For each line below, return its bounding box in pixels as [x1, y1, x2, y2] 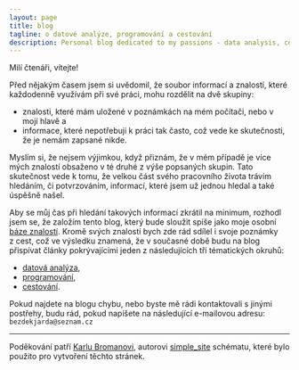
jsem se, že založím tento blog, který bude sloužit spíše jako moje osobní [9, 217, 277, 227]
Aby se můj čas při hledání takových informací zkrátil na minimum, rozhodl [9, 207, 282, 218]
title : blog [9, 21, 53, 30]
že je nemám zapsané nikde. [21, 135, 127, 145]
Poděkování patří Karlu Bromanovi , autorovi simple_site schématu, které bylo [9, 341, 290, 352]
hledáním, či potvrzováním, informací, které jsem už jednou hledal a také [9, 180, 275, 192]
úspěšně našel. [9, 190, 65, 201]
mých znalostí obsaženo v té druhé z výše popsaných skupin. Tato [9, 161, 254, 172]
